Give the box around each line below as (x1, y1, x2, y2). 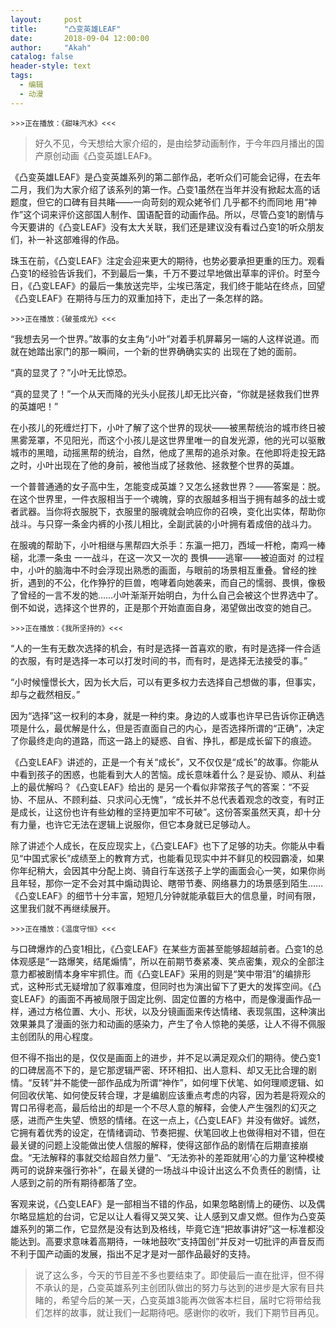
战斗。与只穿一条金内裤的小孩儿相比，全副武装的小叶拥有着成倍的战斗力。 (10, 517, 317, 530)
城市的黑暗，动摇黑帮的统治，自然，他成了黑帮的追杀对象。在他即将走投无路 (10, 446, 326, 458)
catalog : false (10, 52, 74, 62)
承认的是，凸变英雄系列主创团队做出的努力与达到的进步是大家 (43, 1281, 298, 1293)
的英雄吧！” (10, 400, 59, 412)
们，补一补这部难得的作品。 (10, 233, 125, 245)
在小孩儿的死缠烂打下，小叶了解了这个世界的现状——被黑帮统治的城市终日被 (10, 421, 326, 433)
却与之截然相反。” (10, 688, 81, 700)
